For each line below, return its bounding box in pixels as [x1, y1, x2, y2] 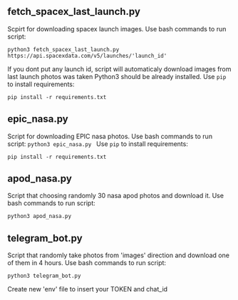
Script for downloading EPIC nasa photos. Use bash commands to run [7, 132, 212, 140]
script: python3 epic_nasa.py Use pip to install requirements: [7, 139, 189, 148]
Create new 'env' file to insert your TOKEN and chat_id [7, 285, 168, 294]
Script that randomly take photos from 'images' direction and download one [7, 251, 230, 259]
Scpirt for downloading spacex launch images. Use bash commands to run [7, 24, 227, 33]
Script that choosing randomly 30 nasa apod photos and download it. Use [7, 192, 224, 200]
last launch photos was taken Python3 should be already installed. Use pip [7, 72, 227, 81]
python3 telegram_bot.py [7, 272, 81, 280]
